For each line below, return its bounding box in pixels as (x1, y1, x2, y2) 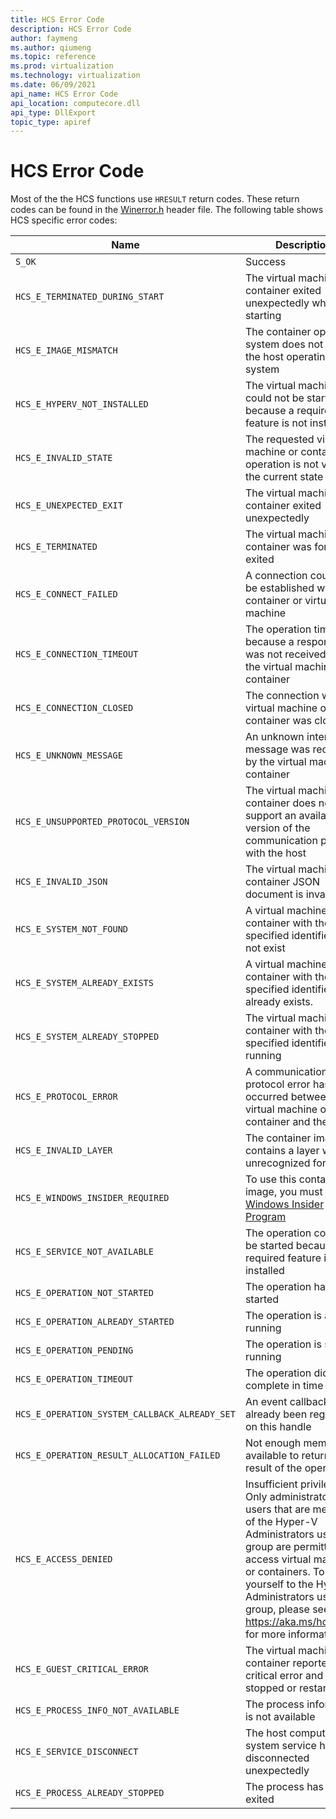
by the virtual (244, 755, 307, 769)
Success (244, 255, 287, 269)
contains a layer (244, 1144, 320, 1158)
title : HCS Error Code (10, 14, 105, 25)
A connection (244, 569, 308, 583)
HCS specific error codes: (10, 214, 118, 226)
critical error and (244, 1669, 324, 1683)
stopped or (244, 1681, 297, 1695)
